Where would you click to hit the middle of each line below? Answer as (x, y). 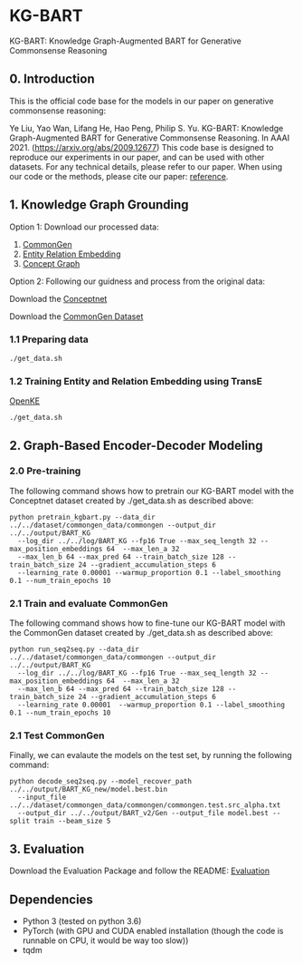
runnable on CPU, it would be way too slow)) (105, 940)
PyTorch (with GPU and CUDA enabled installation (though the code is (153, 931)
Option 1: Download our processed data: (85, 227)
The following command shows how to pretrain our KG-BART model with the (151, 491)
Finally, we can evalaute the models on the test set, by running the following (151, 755)
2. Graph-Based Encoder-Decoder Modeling (137, 445)
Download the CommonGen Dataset (76, 316)
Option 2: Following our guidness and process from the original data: (137, 281)
